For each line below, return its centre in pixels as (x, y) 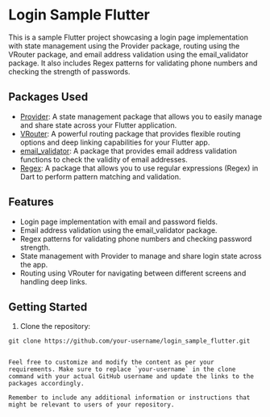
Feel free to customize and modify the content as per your (112, 362)
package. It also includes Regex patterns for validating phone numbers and (133, 63)
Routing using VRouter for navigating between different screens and (133, 273)
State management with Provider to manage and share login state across (141, 255)
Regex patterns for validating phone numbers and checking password (136, 238)
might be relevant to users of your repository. (91, 405)
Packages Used (48, 97)
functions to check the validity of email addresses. (104, 159)
